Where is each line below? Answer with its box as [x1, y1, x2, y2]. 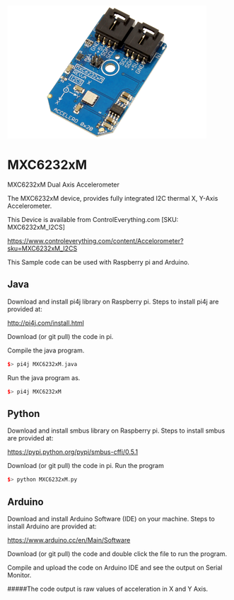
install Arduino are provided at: [7, 522, 97, 530]
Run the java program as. [7, 373, 81, 382]
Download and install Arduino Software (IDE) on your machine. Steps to [7, 515, 216, 523]
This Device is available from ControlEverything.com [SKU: [7, 215, 179, 223]
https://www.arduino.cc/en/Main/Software [7, 536, 131, 544]
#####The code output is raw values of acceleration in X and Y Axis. [7, 584, 209, 593]
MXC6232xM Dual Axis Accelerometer [7, 180, 120, 189]
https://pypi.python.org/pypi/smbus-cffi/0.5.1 [7, 448, 139, 456]
